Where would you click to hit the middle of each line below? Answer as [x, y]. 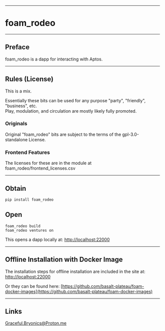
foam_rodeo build [23, 226]
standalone [16, 139]
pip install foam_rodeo [29, 200]
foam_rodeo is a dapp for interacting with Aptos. [54, 59]
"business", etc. [21, 106]
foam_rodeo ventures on [29, 230]
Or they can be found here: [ [34, 286]
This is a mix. [18, 91]
